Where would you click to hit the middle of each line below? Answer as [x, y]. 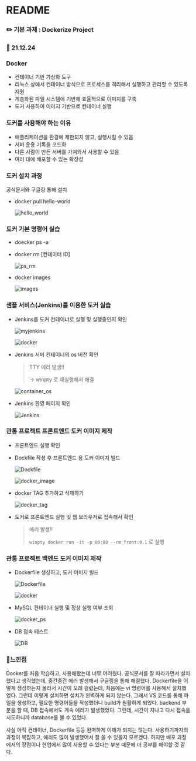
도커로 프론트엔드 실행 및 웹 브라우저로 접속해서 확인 [74, 517]
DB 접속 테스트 [31, 632]
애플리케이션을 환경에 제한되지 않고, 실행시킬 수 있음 [74, 137]
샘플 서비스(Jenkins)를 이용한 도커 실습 [59, 305]
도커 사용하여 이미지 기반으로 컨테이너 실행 [63, 106]
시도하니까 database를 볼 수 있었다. [47, 718]
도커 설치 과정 [24, 176]
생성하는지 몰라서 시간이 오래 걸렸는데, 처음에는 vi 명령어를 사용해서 [94, 688]
